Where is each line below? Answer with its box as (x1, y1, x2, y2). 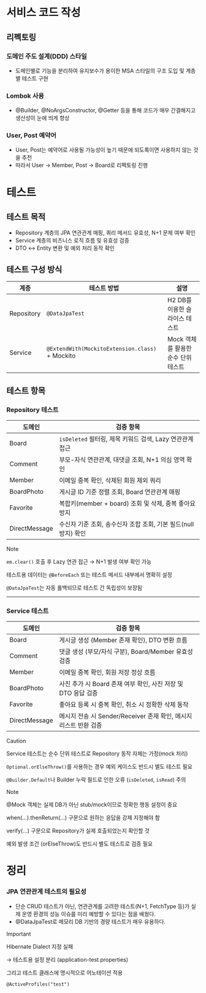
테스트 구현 (21, 74, 48, 82)
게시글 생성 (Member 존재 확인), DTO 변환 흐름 (59, 636, 188, 645)
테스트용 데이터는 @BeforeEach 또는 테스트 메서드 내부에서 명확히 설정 (6, 570, 173, 578)
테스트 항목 (6, 385, 46, 396)
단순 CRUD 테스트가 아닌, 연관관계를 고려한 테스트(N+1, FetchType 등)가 (15, 902, 190, 909)
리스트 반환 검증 (59, 721, 102, 730)
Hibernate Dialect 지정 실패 (6, 943, 74, 950)
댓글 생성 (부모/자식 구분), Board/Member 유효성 (59, 647, 193, 656)
